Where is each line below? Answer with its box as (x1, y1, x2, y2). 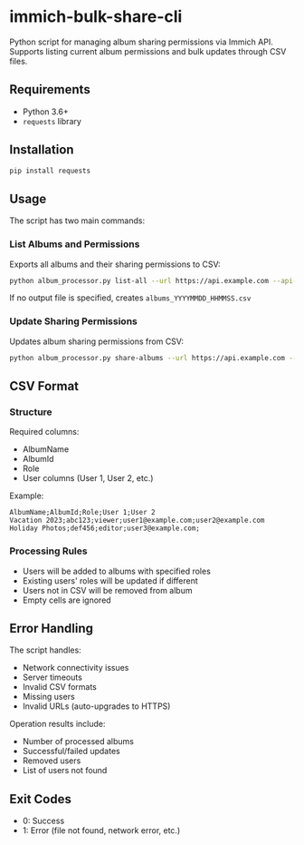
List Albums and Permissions (9, 238, 140, 251)
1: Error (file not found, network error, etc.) (22, 825, 181, 836)
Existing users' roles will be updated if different (22, 575, 199, 586)
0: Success (22, 815, 65, 827)
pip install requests (9, 166, 91, 175)
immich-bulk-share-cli (9, 6, 183, 27)
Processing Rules (9, 545, 88, 557)
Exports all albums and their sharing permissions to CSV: (9, 259, 221, 270)
